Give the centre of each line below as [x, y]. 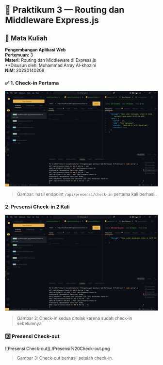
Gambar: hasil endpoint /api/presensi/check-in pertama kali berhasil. [87, 194]
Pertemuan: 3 [19, 55]
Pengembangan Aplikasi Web [35, 50]
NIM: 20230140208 [25, 70]
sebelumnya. [30, 323]
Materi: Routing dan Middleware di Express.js [50, 60]
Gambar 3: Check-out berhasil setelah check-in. [65, 358]
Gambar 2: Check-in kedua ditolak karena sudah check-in [74, 318]
